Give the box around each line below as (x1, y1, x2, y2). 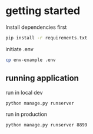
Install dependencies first (5, 24, 67, 31)
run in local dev (5, 89, 43, 96)
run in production (5, 110, 48, 118)
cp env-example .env (5, 57, 57, 63)
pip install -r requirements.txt (5, 35, 88, 41)
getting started (5, 4, 81, 18)
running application (5, 73, 79, 83)
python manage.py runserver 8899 (5, 122, 88, 128)
